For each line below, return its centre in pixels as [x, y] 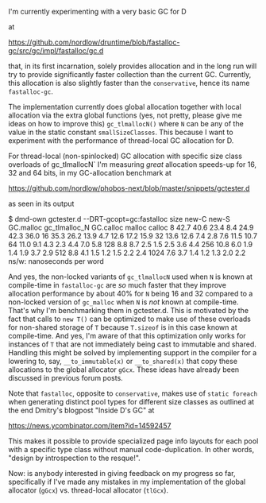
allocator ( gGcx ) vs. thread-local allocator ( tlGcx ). [89, 490]
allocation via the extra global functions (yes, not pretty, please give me [125, 115]
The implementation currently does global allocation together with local [125, 107]
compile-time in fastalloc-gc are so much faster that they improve [117, 285]
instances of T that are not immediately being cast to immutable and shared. [132, 344]
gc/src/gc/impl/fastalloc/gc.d [56, 50]
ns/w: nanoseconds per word [56, 261]
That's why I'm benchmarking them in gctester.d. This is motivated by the [128, 310]
